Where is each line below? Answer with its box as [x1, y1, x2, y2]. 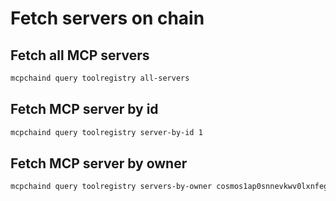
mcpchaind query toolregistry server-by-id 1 [10, 127, 203, 137]
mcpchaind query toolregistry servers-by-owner [10, 182, 213, 192]
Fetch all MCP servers [10, 47, 150, 64]
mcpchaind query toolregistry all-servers [10, 73, 190, 83]
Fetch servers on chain [10, 7, 205, 30]
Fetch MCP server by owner [10, 155, 188, 172]
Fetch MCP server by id [10, 101, 159, 118]
